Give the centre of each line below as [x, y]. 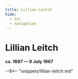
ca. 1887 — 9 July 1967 [29, 62]
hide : [11, 14]
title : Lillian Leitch [29, 10]
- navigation [23, 23]
